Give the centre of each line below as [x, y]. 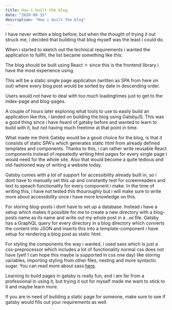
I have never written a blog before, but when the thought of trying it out [80, 34]
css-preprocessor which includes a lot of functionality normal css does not [85, 249]
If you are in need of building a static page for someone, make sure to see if [85, 297]
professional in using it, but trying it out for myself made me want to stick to [85, 281]
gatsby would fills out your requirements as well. [56, 302]
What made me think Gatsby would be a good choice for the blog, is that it [84, 138]
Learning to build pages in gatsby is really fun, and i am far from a [75, 276]
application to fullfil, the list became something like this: [64, 55]
